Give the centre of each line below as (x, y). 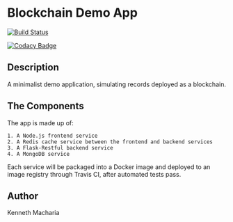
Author (23, 196)
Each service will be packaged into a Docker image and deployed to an (109, 167)
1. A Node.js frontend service (53, 136)
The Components (46, 106)
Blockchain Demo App (72, 13)
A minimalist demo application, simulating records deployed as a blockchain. (116, 84)
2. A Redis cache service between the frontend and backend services (110, 142)
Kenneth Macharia (33, 213)
